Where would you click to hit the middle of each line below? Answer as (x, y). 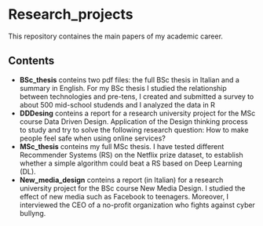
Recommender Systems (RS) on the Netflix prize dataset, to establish (131, 155)
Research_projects (71, 15)
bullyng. (33, 213)
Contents (31, 61)
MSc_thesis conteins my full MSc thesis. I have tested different (122, 146)
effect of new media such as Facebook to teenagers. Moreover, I (124, 196)
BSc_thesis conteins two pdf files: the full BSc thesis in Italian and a (129, 79)
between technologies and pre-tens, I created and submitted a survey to (137, 97)
